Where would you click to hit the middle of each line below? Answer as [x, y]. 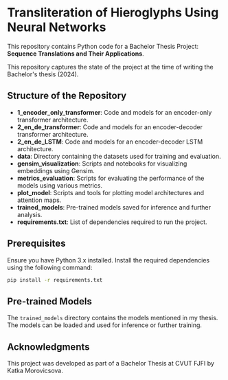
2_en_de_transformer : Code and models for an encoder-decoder [110, 127]
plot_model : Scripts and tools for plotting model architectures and [111, 192]
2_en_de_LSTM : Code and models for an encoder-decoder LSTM [110, 142]
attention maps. [39, 200]
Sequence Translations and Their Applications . [76, 54]
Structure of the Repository [67, 96]
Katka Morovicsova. [35, 371]
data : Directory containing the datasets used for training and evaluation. [119, 156]
